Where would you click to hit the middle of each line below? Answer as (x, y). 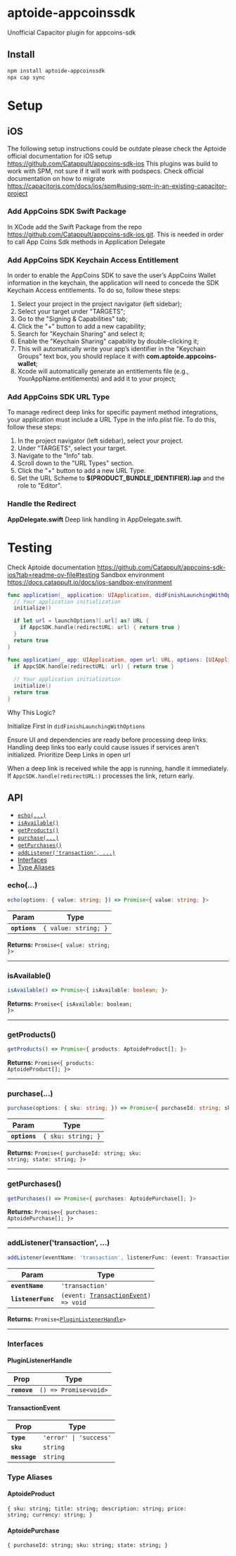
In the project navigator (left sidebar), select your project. (100, 441)
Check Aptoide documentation (52, 567)
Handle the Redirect (42, 504)
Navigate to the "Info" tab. (55, 456)
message (24, 1457)
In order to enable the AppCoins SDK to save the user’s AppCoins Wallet (112, 275)
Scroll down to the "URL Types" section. (76, 463)
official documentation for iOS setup (60, 156)
